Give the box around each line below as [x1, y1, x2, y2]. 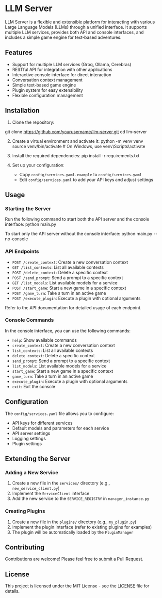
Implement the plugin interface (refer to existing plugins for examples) [12, 524, 152, 530]
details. [5, 588, 20, 594]
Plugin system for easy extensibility [12, 87, 83, 93]
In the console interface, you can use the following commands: [5, 328, 131, 333]
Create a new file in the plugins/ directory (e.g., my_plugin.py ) [12, 519, 137, 525]
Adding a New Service [5, 469, 59, 476]
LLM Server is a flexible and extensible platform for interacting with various [5, 19, 155, 25]
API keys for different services [12, 420, 73, 426]
